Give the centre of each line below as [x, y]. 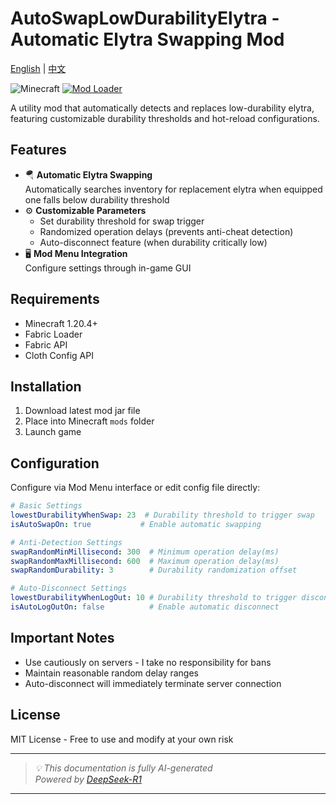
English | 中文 [38, 68]
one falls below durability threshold [97, 199]
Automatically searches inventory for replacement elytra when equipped [173, 189]
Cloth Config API [59, 355]
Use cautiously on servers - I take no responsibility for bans [148, 662]
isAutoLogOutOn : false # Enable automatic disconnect [145, 607]
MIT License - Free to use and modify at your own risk [122, 739]
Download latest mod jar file [82, 411]
